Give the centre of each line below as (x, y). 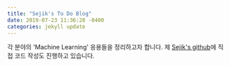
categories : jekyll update (46, 26)
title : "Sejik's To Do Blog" (49, 14)
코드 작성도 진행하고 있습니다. (55, 56)
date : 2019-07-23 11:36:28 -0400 (56, 20)
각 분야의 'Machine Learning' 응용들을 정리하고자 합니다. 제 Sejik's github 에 (112, 47)
